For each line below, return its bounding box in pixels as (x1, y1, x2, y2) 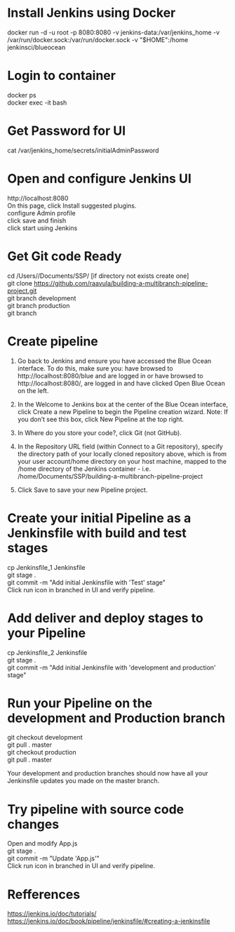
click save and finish (7, 216, 67, 225)
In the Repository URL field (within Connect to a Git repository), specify (17, 442, 223, 451)
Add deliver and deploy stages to (7, 610, 203, 626)
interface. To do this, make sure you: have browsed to (17, 364, 173, 373)
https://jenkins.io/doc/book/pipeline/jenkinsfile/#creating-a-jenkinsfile (7, 917, 210, 926)
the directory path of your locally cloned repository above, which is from (17, 449, 227, 458)
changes (7, 816, 60, 832)
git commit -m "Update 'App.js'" (7, 854, 100, 863)
